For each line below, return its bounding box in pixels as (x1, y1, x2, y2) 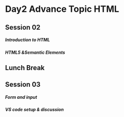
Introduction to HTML (5, 37, 50, 43)
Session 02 (5, 23, 41, 32)
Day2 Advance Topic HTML (5, 3, 120, 15)
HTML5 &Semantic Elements (5, 49, 65, 55)
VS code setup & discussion (5, 107, 64, 113)
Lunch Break (5, 63, 45, 72)
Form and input (5, 94, 38, 100)
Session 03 (5, 80, 41, 89)
